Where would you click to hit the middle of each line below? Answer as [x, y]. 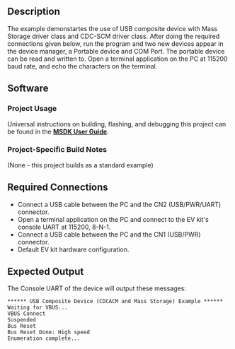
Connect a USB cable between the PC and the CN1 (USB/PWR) [109, 234]
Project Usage [32, 109]
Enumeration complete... [44, 338]
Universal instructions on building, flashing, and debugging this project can [117, 124]
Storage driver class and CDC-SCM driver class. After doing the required [114, 36]
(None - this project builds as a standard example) [80, 165]
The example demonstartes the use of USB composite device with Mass [113, 28]
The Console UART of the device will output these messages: [97, 288]
